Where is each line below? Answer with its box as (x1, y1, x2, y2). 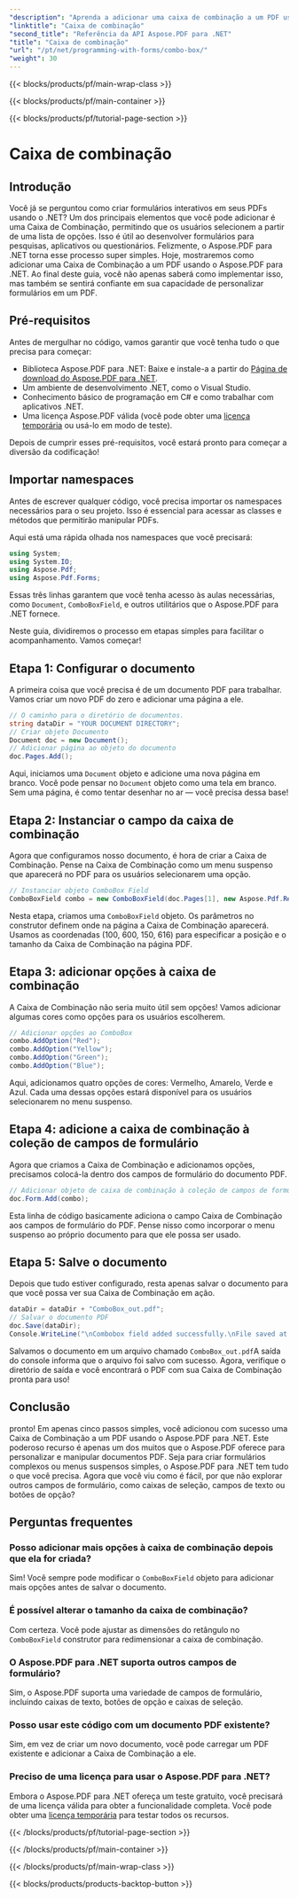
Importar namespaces (9, 472, 135, 488)
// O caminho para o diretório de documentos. (9, 710, 184, 719)
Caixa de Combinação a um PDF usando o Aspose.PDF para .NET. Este (9, 1432, 269, 1443)
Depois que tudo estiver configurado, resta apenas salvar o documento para (9, 1278, 288, 1289)
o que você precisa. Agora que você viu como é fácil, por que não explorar (9, 1470, 283, 1481)
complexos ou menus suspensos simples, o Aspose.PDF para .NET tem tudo (9, 1461, 289, 1471)
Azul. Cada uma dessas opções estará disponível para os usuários (9, 1086, 253, 1097)
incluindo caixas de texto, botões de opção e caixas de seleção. (9, 1696, 244, 1707)
